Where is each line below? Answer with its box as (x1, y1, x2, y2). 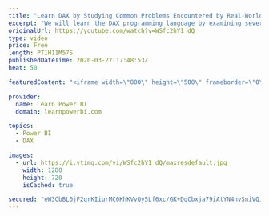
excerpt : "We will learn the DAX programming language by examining (8, 19, 242, 27)
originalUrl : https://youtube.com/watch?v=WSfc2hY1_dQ (8, 26, 195, 34)
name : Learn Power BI (15, 100, 88, 108)
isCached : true (22, 181, 74, 189)
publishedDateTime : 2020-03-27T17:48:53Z (8, 57, 149, 65)
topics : (8, 122, 34, 130)
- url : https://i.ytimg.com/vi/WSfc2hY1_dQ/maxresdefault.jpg (15, 158, 227, 166)
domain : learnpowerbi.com (15, 107, 102, 116)
